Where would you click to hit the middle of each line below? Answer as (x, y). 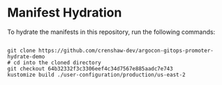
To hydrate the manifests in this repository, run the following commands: (111, 32)
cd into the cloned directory (57, 63)
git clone (22, 50)
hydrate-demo (26, 57)
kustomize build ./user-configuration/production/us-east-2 (97, 75)
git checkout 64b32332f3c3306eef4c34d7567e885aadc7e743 (90, 68)
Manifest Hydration (65, 13)
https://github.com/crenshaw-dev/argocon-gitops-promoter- (126, 50)
